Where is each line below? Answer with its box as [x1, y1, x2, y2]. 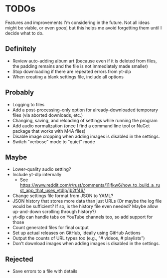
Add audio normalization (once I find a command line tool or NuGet [12, 123, 150, 129]
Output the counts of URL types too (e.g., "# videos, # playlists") [12, 235, 145, 241]
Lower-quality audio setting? [12, 166, 71, 172]
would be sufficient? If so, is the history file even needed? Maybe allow [12, 203, 159, 210]
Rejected [5, 255, 33, 264]
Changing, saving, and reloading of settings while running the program [12, 117, 158, 123]
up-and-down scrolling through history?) [12, 209, 96, 215]
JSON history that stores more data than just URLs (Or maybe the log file [12, 198, 162, 204]
